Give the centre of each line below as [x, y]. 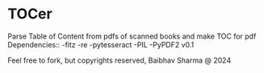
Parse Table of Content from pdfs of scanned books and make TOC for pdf [132, 36]
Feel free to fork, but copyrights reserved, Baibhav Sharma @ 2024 [119, 60]
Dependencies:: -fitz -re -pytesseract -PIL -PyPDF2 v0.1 [101, 44]
